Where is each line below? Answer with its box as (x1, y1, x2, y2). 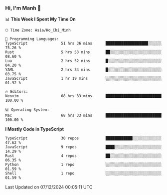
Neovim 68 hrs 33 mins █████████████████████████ (5, 94, 162, 99)
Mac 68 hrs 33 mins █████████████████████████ (5, 113, 162, 118)
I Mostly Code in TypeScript (5, 126, 64, 132)
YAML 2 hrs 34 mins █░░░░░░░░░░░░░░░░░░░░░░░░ (5, 67, 162, 72)
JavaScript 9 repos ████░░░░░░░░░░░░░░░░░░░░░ (5, 145, 162, 150)
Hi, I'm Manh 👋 (5, 5, 41, 12)
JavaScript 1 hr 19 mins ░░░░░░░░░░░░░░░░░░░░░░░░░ (5, 76, 162, 81)
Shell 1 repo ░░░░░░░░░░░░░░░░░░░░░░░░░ (5, 171, 162, 176)
